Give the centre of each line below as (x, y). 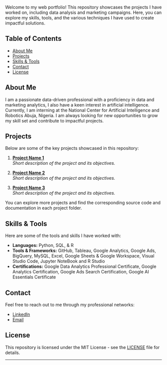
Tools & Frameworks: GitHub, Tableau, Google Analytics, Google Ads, (84, 250)
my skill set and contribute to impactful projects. (54, 121)
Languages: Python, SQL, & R (43, 245)
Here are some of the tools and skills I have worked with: (63, 236)
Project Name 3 (29, 188)
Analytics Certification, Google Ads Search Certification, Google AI (81, 272)
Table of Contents (34, 39)
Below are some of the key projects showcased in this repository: (72, 148)
